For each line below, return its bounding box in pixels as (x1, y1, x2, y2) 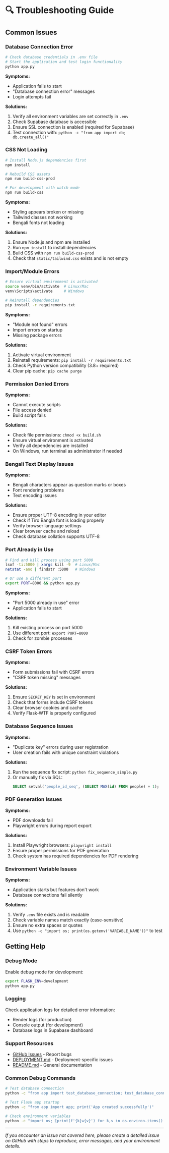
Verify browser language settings (12, 523, 81, 529)
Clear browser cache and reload (12, 528, 79, 534)
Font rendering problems (12, 487, 64, 493)
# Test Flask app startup (5, 1100, 59, 1105)
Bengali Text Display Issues (5, 460, 74, 467)
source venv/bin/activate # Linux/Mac (5, 284, 89, 289)
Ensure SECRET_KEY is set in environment (12, 694, 96, 700)
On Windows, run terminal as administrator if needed (12, 448, 122, 454)
